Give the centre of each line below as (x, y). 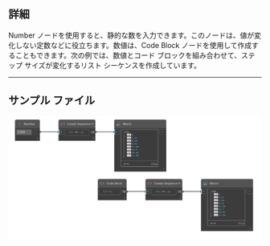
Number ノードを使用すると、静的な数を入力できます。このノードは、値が (131, 35)
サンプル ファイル (52, 101)
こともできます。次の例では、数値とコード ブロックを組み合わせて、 (128, 55)
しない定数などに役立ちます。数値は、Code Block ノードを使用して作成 (133, 45)
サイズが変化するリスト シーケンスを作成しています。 (112, 65)
